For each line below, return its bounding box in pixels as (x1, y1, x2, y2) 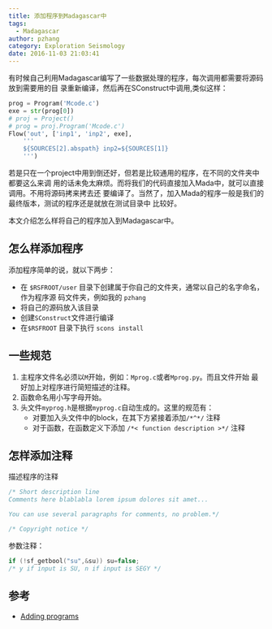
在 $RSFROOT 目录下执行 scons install (19, 323, 145, 332)
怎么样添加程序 (8, 241, 84, 256)
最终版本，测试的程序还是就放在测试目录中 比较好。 (8, 198, 181, 208)
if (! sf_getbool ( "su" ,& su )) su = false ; (8, 557, 140, 565)
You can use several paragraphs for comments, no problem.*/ (8, 510, 220, 518)
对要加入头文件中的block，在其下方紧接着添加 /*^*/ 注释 (32, 412, 221, 423)
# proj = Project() (8, 115, 75, 123)
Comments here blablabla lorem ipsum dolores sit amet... (8, 496, 209, 504)
